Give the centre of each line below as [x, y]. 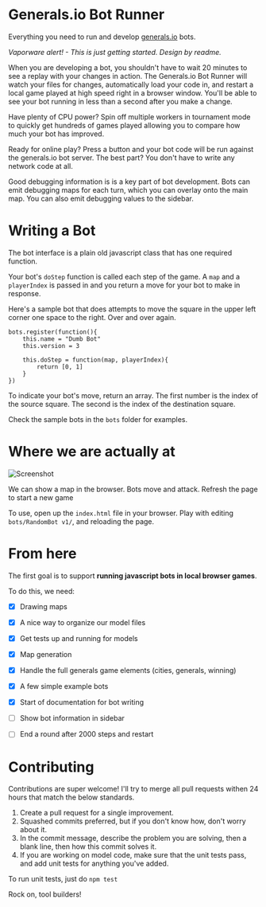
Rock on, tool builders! [45, 894]
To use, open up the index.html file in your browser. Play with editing [121, 513]
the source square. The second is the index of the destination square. [122, 404]
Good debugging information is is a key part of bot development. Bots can [129, 182]
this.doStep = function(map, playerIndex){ [96, 360]
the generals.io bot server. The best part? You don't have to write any [122, 158]
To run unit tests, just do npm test [63, 879]
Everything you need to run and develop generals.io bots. [102, 37]
